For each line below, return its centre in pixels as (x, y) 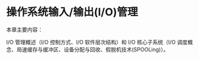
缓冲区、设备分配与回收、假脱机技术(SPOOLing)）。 (106, 49)
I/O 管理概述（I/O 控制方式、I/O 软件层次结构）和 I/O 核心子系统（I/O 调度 (97, 42)
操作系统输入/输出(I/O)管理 (72, 12)
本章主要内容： (25, 29)
